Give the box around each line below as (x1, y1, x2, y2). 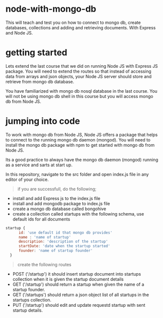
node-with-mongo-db (5, 3, 96, 15)
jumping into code (5, 116, 80, 127)
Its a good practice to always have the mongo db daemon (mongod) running (5, 157, 159, 162)
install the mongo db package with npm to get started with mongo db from (5, 142, 155, 148)
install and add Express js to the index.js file (12, 195, 101, 201)
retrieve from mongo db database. (5, 79, 74, 84)
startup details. (12, 307, 43, 313)
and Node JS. (5, 30, 33, 36)
